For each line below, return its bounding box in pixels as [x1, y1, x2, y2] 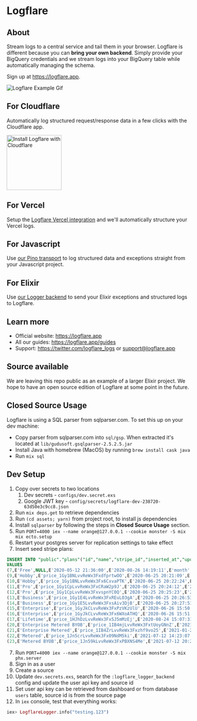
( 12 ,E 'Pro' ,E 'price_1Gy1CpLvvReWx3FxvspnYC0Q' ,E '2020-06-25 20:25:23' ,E [6, 589, 188, 595]
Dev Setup [6, 469, 46, 479]
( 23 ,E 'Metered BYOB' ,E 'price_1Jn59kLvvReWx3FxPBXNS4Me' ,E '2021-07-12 [6, 638, 180, 644]
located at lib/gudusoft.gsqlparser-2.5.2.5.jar [15, 440, 133, 447]
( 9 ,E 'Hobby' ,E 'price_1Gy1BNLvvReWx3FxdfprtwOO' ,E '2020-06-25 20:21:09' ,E [6, 573, 191, 579]
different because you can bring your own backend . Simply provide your [6, 49, 183, 56]
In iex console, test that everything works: [15, 698, 117, 705]
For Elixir [6, 277, 40, 288]
